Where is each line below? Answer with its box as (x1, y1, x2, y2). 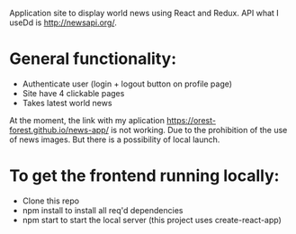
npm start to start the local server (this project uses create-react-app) (22, 214, 282, 225)
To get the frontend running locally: (9, 166, 280, 186)
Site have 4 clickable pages (22, 87, 125, 98)
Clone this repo (22, 195, 79, 206)
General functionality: (9, 49, 177, 69)
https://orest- (166, 114, 216, 125)
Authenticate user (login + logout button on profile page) (22, 78, 232, 89)
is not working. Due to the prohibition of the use (111, 124, 288, 135)
